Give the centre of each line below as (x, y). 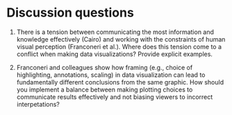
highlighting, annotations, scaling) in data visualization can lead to (111, 75)
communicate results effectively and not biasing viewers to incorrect (115, 97)
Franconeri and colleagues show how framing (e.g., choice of (105, 67)
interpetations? (38, 104)
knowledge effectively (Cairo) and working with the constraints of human (121, 39)
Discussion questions (71, 13)
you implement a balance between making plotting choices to (105, 89)
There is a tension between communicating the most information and (115, 32)
